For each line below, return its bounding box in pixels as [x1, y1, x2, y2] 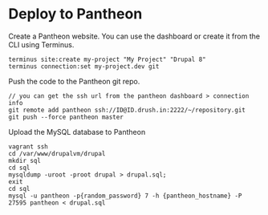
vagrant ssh [8, 142, 48, 151]
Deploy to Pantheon [8, 5, 143, 23]
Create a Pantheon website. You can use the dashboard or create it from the [8, 31, 261, 41]
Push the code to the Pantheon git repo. [8, 76, 140, 86]
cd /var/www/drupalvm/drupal [8, 149, 106, 157]
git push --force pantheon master [8, 113, 124, 121]
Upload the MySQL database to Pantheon [8, 127, 146, 136]
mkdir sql [8, 156, 42, 164]
